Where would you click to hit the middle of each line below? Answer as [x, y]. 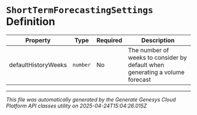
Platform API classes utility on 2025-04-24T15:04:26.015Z [77, 106]
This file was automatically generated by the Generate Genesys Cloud [91, 99]
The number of [148, 50]
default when [146, 65]
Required [109, 40]
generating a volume [156, 72]
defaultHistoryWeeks [38, 65]
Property [38, 40]
